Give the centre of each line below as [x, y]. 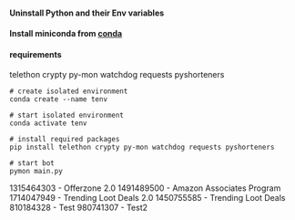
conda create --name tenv [58, 100]
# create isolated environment [69, 91]
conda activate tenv [49, 123]
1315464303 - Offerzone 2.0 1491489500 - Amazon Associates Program [145, 188]
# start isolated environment [67, 115]
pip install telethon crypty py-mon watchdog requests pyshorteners [142, 147]
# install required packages [65, 140]
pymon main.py [36, 172]
